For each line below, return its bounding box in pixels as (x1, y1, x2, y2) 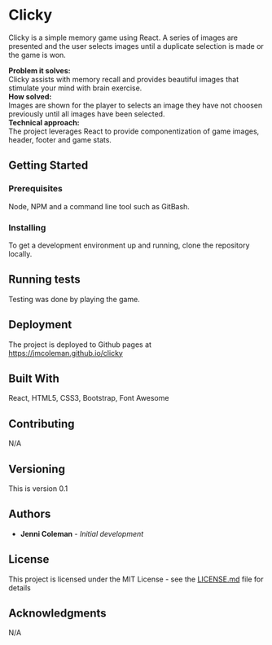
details (8, 582, 31, 592)
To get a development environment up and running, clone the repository (8, 240, 250, 250)
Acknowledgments (8, 607, 107, 620)
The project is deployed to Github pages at (8, 340, 152, 349)
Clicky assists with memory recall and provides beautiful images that (8, 74, 239, 84)
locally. (8, 248, 33, 258)
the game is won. (8, 50, 67, 59)
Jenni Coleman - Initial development (20, 529, 144, 538)
